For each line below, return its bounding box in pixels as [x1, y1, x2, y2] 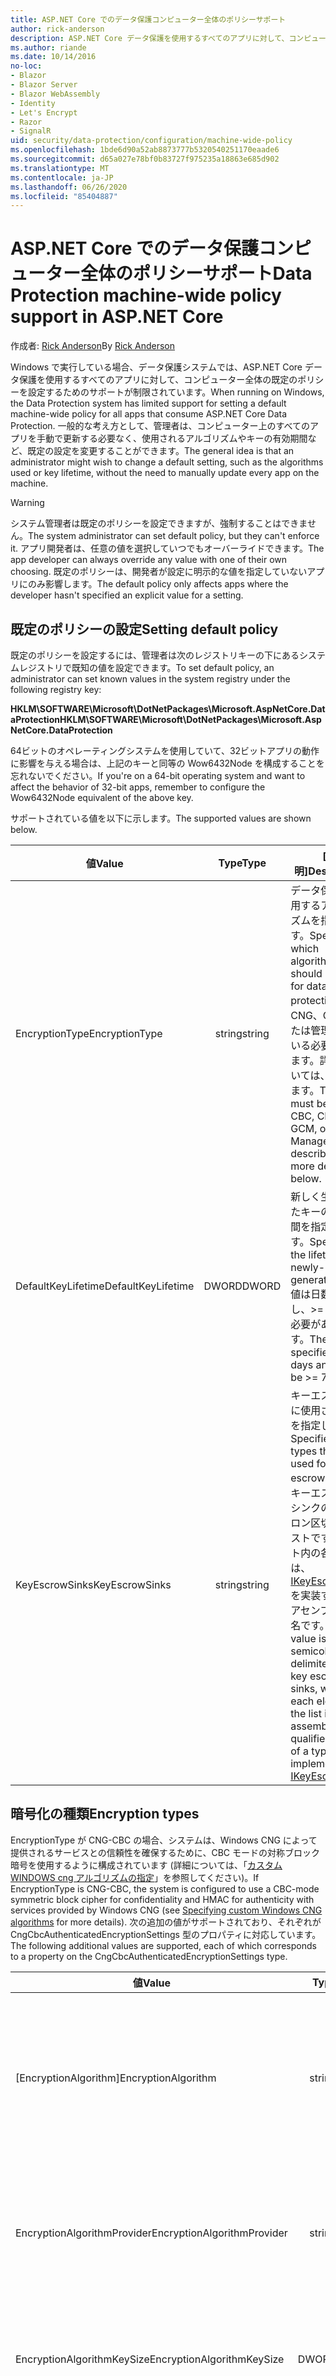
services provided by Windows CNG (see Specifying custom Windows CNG [10, 1904, 323, 1916]
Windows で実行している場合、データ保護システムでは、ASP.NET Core [10, 361, 303, 373]
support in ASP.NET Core [10, 306, 224, 328]
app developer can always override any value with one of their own [10, 554, 288, 566]
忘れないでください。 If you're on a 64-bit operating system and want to [10, 770, 306, 781]
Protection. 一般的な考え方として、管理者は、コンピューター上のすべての [10, 420, 310, 432]
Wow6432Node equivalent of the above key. [10, 792, 194, 803]
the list [290, 1707, 322, 1720]
